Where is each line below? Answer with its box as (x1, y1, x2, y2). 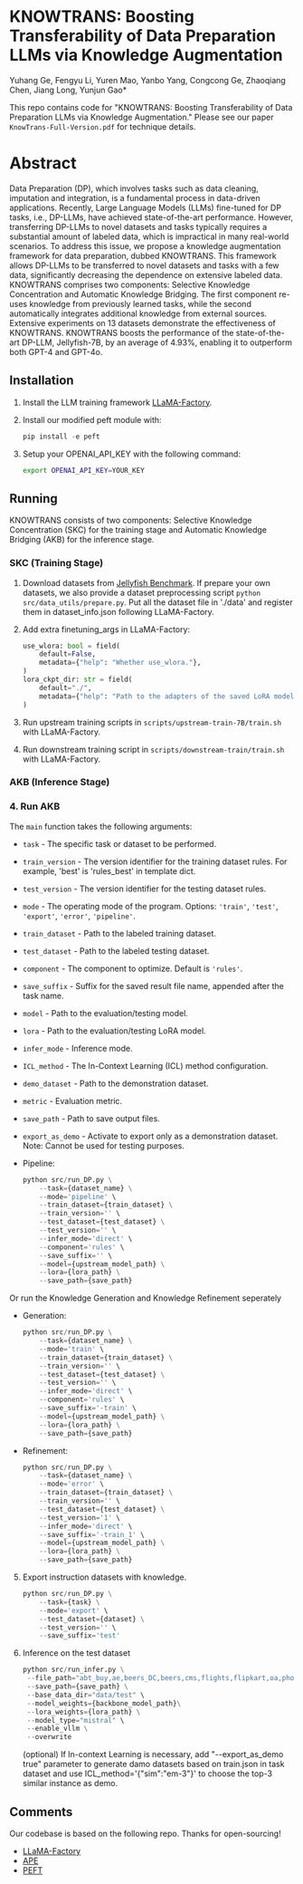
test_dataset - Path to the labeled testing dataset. (22, 945, 210, 956)
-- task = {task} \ (39, 1597, 100, 1607)
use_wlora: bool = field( (22, 641, 120, 650)
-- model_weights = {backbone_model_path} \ (26, 1698, 182, 1708)
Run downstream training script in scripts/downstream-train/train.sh (22, 744, 285, 755)
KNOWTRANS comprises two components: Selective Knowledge (9, 279, 251, 290)
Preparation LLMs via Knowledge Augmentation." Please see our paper (9, 111, 274, 122)
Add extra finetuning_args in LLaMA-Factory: (22, 623, 191, 635)
